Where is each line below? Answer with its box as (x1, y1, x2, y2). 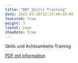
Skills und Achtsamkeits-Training (5, 43, 71, 49)
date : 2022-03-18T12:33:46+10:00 (5, 12, 74, 17)
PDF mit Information (5, 53, 46, 59)
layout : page (5, 25, 32, 30)
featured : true (5, 16, 36, 21)
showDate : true (5, 30, 36, 35)
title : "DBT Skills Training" (5, 7, 67, 12)
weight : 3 (5, 21, 26, 26)
